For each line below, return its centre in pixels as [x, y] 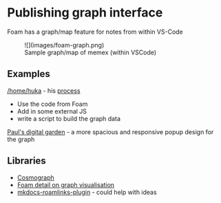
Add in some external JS [52, 111]
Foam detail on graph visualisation [66, 184]
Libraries [27, 161]
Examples [29, 74]
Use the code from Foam [52, 104]
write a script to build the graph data [69, 118]
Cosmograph [36, 178]
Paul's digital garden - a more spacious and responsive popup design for [110, 131]
